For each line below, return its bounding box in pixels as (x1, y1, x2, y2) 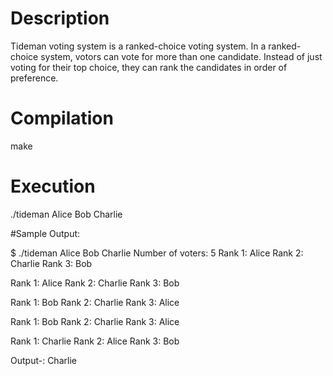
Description (10, 7, 110, 30)
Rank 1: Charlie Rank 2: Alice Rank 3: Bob (10, 335, 180, 347)
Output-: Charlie (10, 354, 77, 366)
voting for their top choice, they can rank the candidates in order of (10, 61, 288, 73)
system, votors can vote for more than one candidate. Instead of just (40, 50, 323, 62)
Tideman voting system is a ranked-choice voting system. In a (10, 40, 267, 52)
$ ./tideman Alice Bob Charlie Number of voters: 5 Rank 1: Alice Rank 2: (10, 247, 304, 259)
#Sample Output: (10, 227, 81, 239)
